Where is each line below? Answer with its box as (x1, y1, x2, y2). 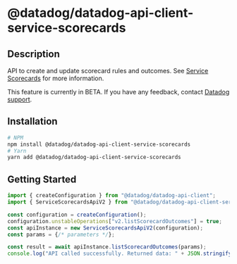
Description (7, 48, 60, 60)
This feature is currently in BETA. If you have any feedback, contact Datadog (7, 88, 230, 96)
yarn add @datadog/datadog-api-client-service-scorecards (7, 153, 181, 161)
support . (7, 95, 32, 103)
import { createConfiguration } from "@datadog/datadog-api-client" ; (7, 192, 217, 199)
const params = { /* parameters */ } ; (7, 231, 115, 238)
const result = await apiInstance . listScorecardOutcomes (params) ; (7, 244, 207, 251)
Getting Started (7, 173, 77, 185)
